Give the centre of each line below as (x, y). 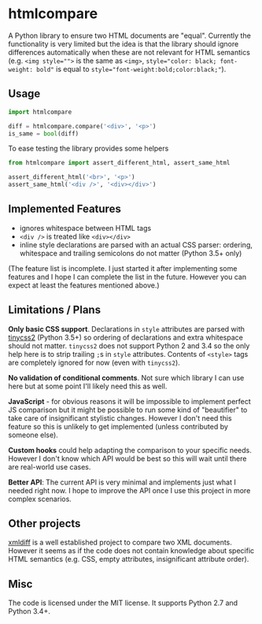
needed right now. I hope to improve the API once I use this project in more (129, 490)
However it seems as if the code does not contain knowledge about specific (131, 551)
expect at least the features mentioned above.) (84, 285)
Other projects (44, 524)
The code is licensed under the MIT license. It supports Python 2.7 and (123, 603)
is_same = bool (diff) (44, 134)
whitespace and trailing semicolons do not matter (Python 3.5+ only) (131, 253)
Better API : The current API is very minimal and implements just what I (122, 482)
